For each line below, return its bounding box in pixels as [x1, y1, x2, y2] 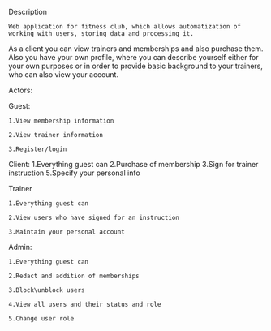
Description [8, 7, 47, 16]
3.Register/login [8, 145, 67, 153]
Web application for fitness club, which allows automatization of [8, 23, 242, 31]
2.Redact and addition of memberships [8, 272, 140, 280]
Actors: [8, 85, 33, 95]
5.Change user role [8, 315, 75, 323]
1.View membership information [8, 117, 114, 125]
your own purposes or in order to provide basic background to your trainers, [8, 61, 264, 71]
